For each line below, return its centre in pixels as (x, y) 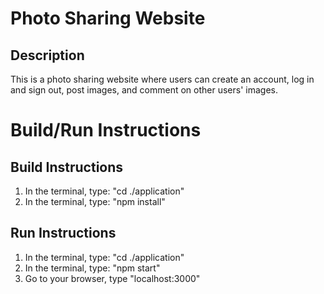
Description (47, 55)
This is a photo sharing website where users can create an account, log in (162, 79)
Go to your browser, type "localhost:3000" (112, 278)
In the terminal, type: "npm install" (95, 201)
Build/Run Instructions (106, 130)
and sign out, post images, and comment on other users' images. (144, 90)
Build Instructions (67, 167)
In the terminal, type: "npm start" (92, 268)
